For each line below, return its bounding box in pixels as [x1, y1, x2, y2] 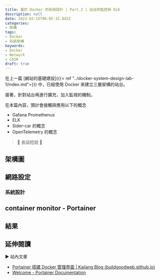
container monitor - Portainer [5, 204, 96, 212]
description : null [5, 12, 42, 17]
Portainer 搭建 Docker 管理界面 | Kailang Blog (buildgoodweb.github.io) [12, 264, 155, 270]
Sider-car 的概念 [12, 123, 45, 129]
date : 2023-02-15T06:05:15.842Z [5, 16, 71, 21]
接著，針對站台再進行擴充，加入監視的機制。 [5, 92, 95, 98]
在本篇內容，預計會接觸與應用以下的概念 [5, 102, 86, 108]
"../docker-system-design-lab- [72, 75, 134, 81]
